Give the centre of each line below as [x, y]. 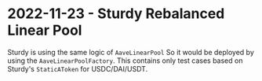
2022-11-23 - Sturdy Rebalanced [116, 14]
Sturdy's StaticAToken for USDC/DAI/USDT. [78, 68]
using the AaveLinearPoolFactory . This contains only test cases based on [125, 61]
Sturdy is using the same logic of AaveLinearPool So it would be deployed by [131, 52]
